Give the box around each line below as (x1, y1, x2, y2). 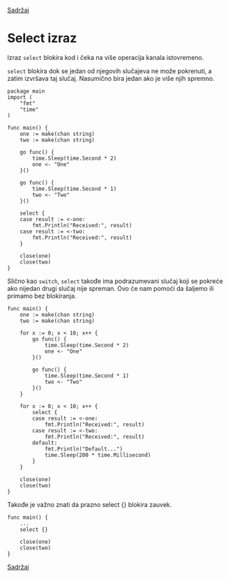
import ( (7, 93, 33, 100)
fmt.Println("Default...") (44, 446, 123, 452)
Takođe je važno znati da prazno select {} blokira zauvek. (7, 500, 172, 508)
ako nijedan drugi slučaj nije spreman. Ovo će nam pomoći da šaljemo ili (7, 284, 214, 292)
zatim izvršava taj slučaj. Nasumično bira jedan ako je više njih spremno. (7, 74, 215, 82)
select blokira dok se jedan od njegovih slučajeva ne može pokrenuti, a (7, 66, 213, 75)
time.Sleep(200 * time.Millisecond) (44, 451, 151, 459)
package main (7, 87, 45, 95)
